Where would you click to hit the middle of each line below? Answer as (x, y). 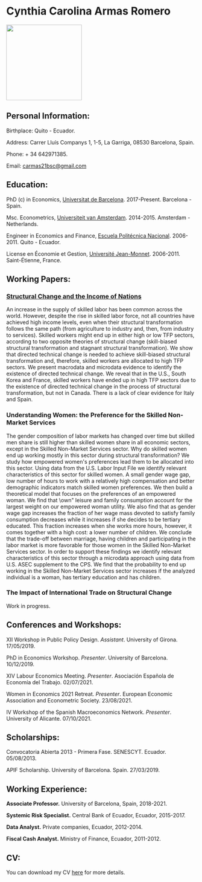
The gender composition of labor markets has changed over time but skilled (100, 436)
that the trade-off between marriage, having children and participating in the (101, 539)
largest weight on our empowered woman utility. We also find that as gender (101, 507)
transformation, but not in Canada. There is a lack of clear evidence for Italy (100, 393)
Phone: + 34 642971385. (37, 154)
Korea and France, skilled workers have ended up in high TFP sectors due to (101, 380)
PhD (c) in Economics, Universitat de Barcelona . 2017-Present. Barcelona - (99, 199)
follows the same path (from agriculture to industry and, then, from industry (100, 329)
